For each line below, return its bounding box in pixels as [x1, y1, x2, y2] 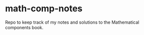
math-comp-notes [5, 3, 83, 14]
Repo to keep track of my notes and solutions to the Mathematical [5, 19, 140, 25]
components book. [5, 24, 44, 30]
